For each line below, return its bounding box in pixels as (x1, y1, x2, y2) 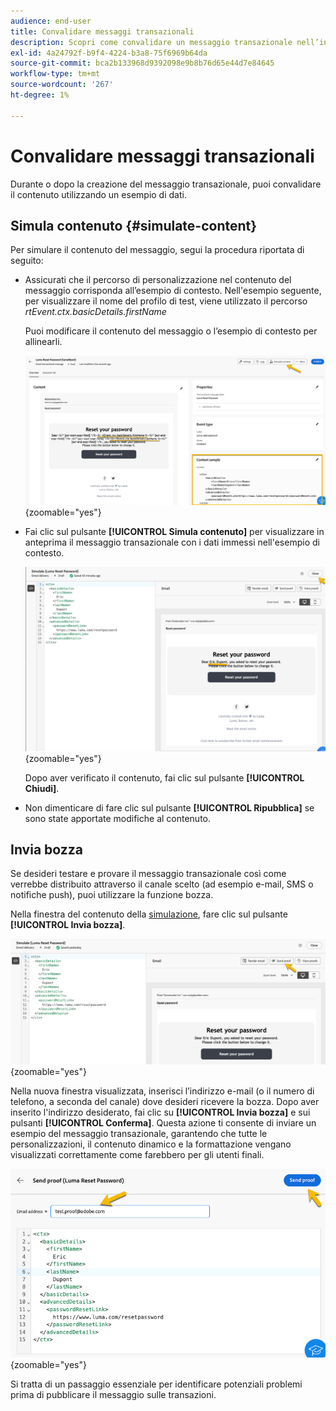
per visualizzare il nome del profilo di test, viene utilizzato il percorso (24, 295, 308, 307)
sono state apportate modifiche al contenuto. (24, 812, 212, 824)
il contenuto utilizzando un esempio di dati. (10, 188, 187, 200)
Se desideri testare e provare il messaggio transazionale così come (10, 868, 287, 880)
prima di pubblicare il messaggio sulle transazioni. (10, 1389, 217, 1401)
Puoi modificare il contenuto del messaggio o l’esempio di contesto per (24, 325, 318, 337)
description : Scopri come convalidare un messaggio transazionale (10, 37, 293, 47)
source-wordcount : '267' (10, 80, 114, 90)
